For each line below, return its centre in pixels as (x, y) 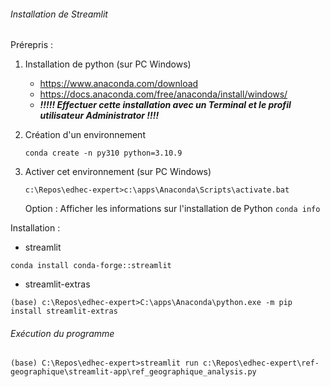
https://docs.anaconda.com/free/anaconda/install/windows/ (163, 94)
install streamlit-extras (64, 311)
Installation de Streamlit (59, 14)
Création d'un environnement (85, 135)
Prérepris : (32, 45)
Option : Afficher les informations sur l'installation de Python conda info (172, 209)
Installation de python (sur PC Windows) (108, 64)
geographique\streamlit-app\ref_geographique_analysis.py (133, 372)
